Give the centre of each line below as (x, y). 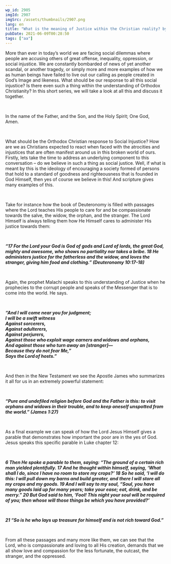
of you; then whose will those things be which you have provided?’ (78, 500)
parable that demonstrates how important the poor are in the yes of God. (81, 437)
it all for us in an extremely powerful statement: (55, 381)
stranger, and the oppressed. (36, 556)
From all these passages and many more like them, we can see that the (80, 540)
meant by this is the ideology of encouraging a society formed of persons (82, 168)
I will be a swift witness (31, 318)
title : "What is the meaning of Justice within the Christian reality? (83, 29)
